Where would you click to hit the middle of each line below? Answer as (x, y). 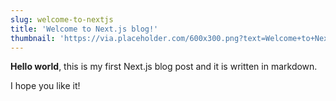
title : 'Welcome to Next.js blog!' (84, 29)
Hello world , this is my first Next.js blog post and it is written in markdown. (164, 67)
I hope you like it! (45, 86)
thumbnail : (33, 38)
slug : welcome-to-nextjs (62, 19)
